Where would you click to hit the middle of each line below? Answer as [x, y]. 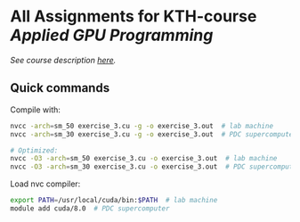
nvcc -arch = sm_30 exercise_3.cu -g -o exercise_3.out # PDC [126, 134]
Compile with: [36, 110]
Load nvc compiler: [45, 184]
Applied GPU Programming [112, 35]
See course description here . [63, 60]
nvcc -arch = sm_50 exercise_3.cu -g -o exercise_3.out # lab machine [142, 126]
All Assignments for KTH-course [134, 16]
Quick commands [60, 88]
